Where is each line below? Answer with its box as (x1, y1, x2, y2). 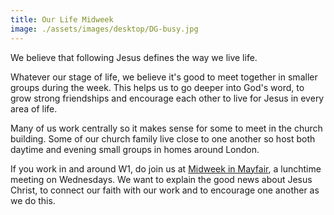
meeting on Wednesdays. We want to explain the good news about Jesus (10, 173, 313, 185)
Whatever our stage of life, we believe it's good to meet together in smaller (10, 71, 318, 83)
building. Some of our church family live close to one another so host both (10, 132, 316, 145)
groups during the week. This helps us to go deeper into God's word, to (10, 81, 305, 93)
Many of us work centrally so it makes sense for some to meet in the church (10, 122, 323, 134)
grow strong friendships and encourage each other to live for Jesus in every (10, 92, 325, 104)
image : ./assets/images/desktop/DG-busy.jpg (10, 24, 199, 34)
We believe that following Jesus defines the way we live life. (10, 51, 258, 63)
